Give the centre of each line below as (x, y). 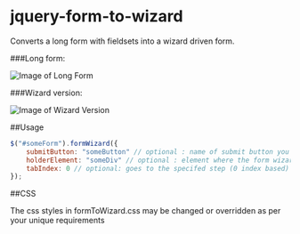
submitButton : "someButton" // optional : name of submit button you (158, 152)
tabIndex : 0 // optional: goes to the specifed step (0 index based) (158, 168)
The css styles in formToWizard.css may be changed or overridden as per (146, 211)
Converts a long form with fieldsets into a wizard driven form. (122, 41)
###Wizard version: (46, 93)
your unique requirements (57, 221)
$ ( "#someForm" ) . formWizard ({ (64, 143)
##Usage (27, 127)
